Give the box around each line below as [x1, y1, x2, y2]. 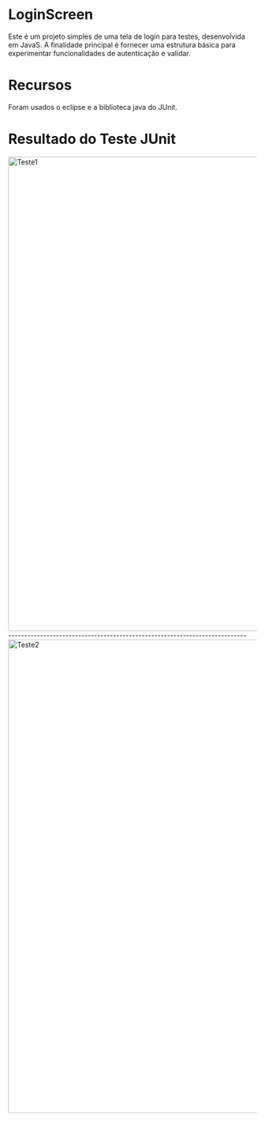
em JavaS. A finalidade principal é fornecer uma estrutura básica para [8, 40, 237, 49]
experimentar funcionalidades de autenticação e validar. [8, 48, 191, 58]
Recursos [8, 77, 73, 94]
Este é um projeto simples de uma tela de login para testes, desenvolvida [8, 32, 246, 41]
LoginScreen [8, 6, 94, 24]
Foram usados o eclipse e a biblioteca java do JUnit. [8, 102, 177, 111]
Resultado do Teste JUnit [8, 130, 176, 148]
